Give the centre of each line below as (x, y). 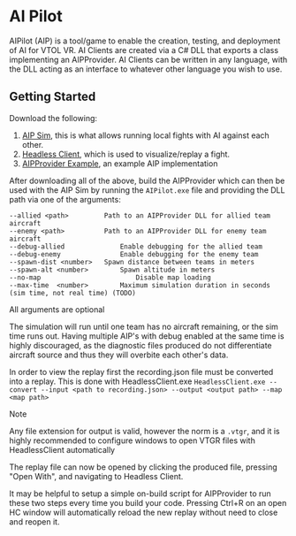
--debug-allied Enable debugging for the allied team (136, 246)
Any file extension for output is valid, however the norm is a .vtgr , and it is (144, 431)
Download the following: (53, 118)
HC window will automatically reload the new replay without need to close (144, 512)
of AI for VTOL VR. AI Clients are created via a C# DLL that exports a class (144, 50)
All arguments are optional (57, 309)
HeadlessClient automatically (62, 449)
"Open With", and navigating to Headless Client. (96, 476)
